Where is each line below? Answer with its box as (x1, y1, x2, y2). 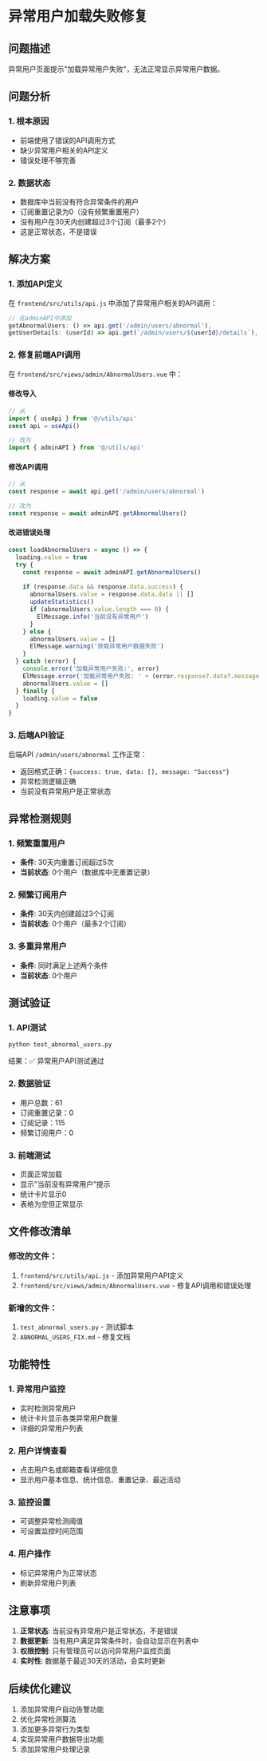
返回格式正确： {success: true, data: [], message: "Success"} (19, 766, 230, 775)
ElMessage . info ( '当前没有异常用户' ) (37, 613, 149, 621)
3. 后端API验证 (8, 730, 65, 741)
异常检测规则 (8, 811, 72, 825)
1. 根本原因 (8, 116, 49, 127)
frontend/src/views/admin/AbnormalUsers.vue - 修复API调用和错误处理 (19, 1280, 252, 1290)
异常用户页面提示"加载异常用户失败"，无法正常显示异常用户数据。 (8, 65, 225, 73)
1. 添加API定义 (8, 279, 63, 290)
